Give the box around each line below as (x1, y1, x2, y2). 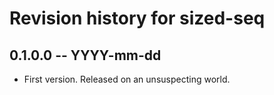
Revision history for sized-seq (9, 7, 266, 30)
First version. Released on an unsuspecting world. (23, 73, 231, 85)
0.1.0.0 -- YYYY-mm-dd (9, 47, 162, 64)
